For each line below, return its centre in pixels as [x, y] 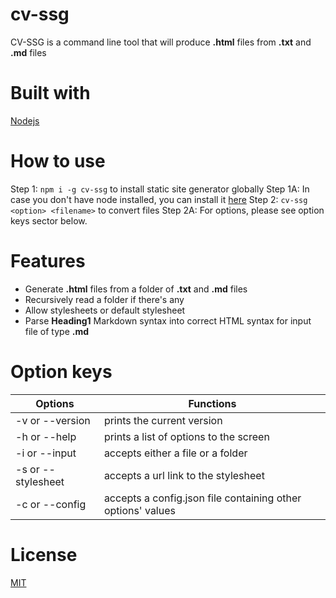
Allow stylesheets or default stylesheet [105, 310]
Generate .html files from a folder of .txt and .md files [136, 289]
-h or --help [46, 436]
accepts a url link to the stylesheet [184, 475]
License [44, 554]
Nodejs [25, 120]
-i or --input [46, 453]
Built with [50, 93]
